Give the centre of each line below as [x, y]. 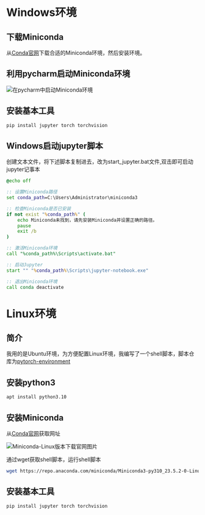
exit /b [27, 232]
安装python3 [31, 382]
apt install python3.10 [37, 397]
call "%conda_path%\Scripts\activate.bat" [61, 254]
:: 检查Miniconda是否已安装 [39, 208]
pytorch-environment [44, 362]
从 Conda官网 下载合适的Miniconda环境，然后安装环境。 [76, 53]
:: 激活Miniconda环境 [32, 248]
